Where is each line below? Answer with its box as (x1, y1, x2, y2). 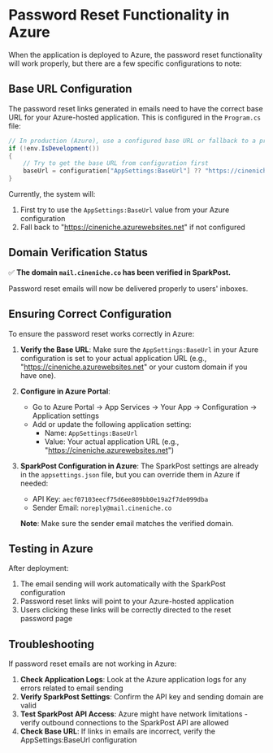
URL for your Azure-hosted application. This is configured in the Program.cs (8, 112, 262, 122)
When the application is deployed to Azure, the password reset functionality (8, 50, 262, 59)
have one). (19, 370, 57, 380)
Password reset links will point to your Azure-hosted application (19, 596, 234, 607)
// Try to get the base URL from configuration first (23, 159, 209, 168)
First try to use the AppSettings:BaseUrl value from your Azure (19, 205, 230, 215)
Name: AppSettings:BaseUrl (44, 428, 138, 437)
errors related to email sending (19, 683, 123, 693)
